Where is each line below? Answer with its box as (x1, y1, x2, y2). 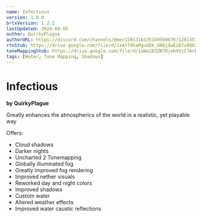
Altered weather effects (14, 198, 74, 205)
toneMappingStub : (6, 48, 50, 54)
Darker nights (14, 147, 49, 154)
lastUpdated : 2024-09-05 (6, 25, 69, 32)
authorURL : (6, 37, 34, 43)
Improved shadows (14, 185, 63, 193)
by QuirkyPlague (6, 99, 49, 107)
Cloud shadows (14, 141, 54, 148)
